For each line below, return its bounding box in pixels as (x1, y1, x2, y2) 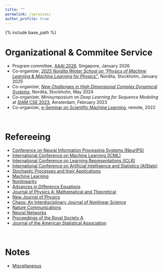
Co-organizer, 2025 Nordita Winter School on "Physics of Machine (12, 68, 147, 74)
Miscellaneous (12, 263, 41, 269)
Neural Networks (12, 210, 46, 216)
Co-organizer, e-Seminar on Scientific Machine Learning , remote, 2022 (12, 105, 156, 111)
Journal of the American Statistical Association (12, 220, 106, 226)
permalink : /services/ (5, 12, 51, 17)
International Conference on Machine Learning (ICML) (12, 153, 121, 159)
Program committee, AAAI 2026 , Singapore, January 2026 (12, 63, 130, 69)
